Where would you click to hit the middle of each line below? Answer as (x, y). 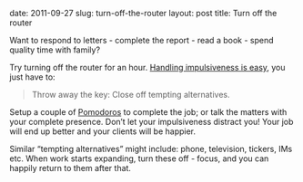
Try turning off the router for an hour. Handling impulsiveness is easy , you (147, 67)
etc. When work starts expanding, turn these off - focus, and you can (139, 158)
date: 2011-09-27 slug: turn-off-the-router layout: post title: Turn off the (143, 13)
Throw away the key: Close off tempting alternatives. (131, 95)
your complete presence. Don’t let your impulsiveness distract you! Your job (151, 122)
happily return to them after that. (71, 168)
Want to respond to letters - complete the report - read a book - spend (142, 40)
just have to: (33, 77)
